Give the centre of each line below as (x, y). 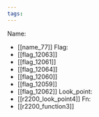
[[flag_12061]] (37, 62)
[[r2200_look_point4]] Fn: (54, 99)
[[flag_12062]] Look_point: (55, 91)
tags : (15, 14)
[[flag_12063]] (37, 54)
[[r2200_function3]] (46, 106)
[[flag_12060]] (37, 77)
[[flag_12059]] (37, 84)
